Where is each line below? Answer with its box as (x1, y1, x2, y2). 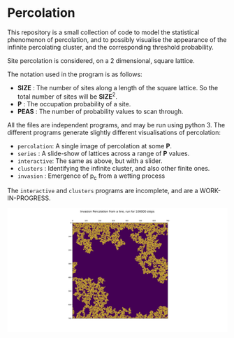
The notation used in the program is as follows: (7, 70, 142, 78)
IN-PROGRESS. (7, 194, 51, 202)
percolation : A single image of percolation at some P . (17, 141, 173, 150)
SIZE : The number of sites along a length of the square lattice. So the (17, 83, 219, 92)
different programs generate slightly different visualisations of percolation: (7, 128, 221, 136)
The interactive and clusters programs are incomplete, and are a (7, 187, 198, 195)
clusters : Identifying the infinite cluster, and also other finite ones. (17, 164, 210, 172)
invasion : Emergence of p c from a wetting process (17, 171, 166, 181)
